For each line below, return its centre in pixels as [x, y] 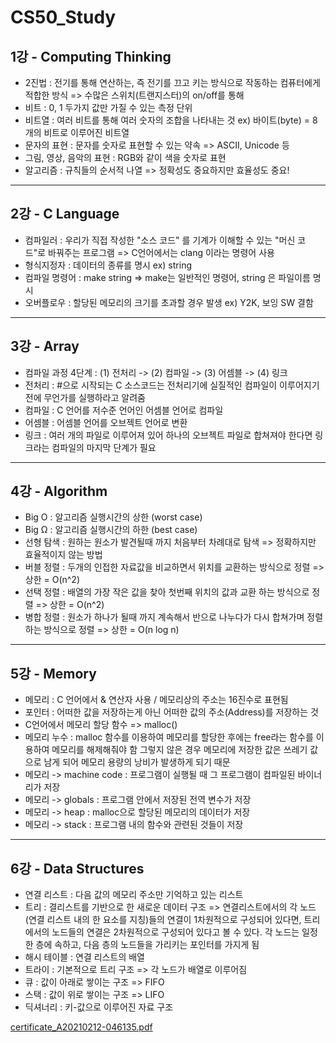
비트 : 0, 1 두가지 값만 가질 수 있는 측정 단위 [108, 107]
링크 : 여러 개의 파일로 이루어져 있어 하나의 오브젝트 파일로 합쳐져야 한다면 [168, 435]
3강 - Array [45, 346]
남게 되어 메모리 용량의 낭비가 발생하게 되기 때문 [137, 762]
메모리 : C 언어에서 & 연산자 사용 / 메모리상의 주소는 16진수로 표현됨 [156, 700]
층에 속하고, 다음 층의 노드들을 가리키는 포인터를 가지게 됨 [147, 945]
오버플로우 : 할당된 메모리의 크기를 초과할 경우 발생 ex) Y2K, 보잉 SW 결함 [169, 302]
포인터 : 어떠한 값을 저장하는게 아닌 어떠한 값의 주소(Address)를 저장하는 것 [171, 712]
